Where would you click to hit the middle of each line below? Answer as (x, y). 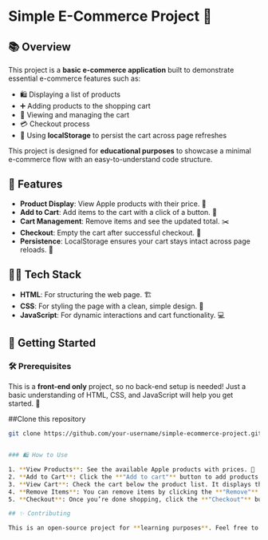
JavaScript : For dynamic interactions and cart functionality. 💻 (122, 315)
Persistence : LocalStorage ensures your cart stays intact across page (135, 241)
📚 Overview (40, 47)
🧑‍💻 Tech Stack (45, 275)
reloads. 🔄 (36, 249)
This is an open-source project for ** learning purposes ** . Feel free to (134, 528)
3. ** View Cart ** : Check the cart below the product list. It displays (130, 484)
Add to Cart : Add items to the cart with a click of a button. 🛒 (118, 212)
